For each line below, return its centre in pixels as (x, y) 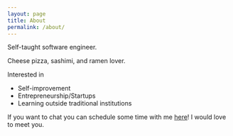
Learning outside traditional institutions (75, 103)
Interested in (26, 74)
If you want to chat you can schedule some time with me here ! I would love (117, 117)
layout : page (27, 14)
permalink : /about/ (36, 27)
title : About (27, 21)
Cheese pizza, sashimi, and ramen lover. (66, 61)
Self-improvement (44, 89)
